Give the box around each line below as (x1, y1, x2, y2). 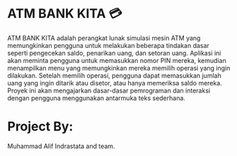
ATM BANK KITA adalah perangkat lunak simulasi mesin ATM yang (7, 33, 201, 42)
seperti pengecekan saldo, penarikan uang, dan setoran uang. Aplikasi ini (7, 49, 221, 57)
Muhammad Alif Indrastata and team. (7, 142, 115, 150)
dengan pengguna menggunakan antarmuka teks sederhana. (7, 93, 186, 102)
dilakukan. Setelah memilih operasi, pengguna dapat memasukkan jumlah (7, 71, 221, 80)
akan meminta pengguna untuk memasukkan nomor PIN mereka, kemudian (7, 56, 226, 64)
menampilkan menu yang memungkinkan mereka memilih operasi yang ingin (7, 64, 231, 72)
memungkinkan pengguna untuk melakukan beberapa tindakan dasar (7, 41, 210, 49)
